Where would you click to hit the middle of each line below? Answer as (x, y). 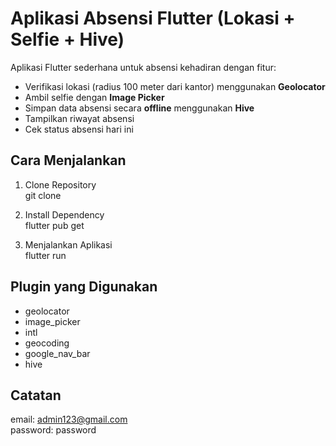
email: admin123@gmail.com (69, 419)
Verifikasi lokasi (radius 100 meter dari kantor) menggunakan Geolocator (175, 86)
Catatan (36, 395)
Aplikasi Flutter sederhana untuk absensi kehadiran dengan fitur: (143, 67)
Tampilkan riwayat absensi (79, 118)
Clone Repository (60, 184)
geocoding (47, 343)
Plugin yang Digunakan (84, 287)
